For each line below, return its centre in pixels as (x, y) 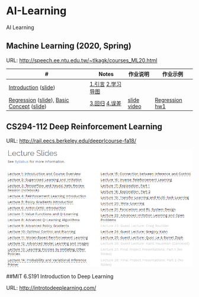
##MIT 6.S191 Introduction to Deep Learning (60, 276)
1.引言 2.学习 (106, 84)
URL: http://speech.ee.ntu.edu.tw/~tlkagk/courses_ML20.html (82, 60)
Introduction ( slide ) (32, 87)
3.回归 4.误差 (106, 103)
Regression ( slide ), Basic (39, 100)
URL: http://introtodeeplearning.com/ (51, 288)
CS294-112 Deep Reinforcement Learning (84, 127)
